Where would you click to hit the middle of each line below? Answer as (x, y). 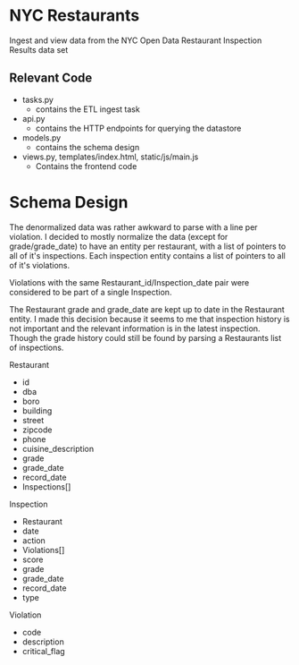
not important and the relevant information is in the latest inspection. (135, 328)
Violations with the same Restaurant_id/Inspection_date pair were (129, 282)
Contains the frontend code (86, 166)
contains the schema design (87, 147)
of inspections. (37, 347)
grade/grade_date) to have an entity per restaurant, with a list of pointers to (148, 246)
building (37, 410)
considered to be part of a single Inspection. (91, 292)
